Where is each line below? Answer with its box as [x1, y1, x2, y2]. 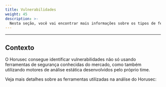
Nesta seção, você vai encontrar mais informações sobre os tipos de [9, 21, 156, 26]
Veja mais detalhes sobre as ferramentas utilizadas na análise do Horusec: [5, 76, 157, 82]
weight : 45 [5, 12, 28, 17]
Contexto [5, 43, 35, 52]
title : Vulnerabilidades [5, 7, 56, 12]
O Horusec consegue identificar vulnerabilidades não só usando [5, 57, 136, 63]
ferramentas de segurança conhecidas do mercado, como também [5, 62, 142, 67]
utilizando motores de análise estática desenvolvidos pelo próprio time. [5, 67, 150, 73]
